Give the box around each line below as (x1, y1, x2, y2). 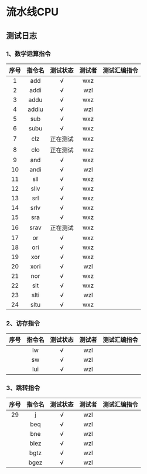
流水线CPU (6, 5, 59, 19)
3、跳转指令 (6, 384, 40, 392)
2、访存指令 (6, 319, 40, 327)
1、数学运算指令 (6, 49, 51, 58)
